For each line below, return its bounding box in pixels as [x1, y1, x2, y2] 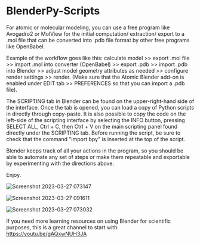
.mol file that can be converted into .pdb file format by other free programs [6, 36, 190, 43]
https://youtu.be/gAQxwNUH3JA [6, 230, 87, 237]
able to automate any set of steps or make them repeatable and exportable [6, 153, 190, 160]
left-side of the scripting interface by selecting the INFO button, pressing [6, 116, 185, 123]
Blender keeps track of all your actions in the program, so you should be [6, 147, 184, 154]
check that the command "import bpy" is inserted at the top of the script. [6, 135, 186, 142]
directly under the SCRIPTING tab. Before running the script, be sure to [6, 129, 181, 136]
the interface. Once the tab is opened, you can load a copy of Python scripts [6, 104, 195, 111]
